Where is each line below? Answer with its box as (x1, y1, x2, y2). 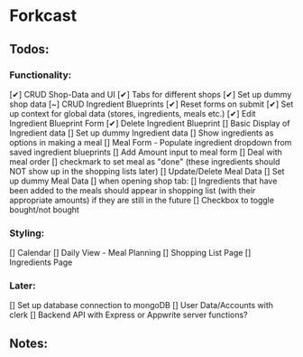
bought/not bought (9, 204, 79, 215)
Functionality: (9, 69, 72, 81)
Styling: (9, 227, 45, 240)
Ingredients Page (9, 257, 73, 268)
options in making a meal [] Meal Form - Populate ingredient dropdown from (9, 136, 292, 147)
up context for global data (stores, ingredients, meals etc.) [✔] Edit (9, 108, 256, 118)
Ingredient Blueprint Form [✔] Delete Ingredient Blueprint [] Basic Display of (9, 117, 290, 128)
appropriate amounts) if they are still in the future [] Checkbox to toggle (9, 194, 275, 205)
